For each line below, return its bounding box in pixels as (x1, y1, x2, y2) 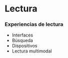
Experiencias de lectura (4, 21, 63, 28)
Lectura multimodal (11, 48, 52, 54)
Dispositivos (11, 43, 37, 49)
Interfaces (11, 32, 33, 38)
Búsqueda (11, 37, 33, 43)
